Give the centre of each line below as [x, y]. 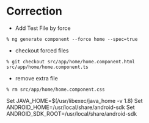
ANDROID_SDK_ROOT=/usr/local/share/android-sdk [72, 113]
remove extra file [36, 78]
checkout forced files [42, 51]
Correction [34, 11]
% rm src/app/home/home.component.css [56, 90]
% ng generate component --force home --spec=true [72, 39]
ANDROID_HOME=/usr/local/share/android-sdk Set [71, 107]
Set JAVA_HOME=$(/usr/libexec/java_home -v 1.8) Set [74, 100]
